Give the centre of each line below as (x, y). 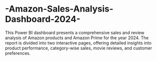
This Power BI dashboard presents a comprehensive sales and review (75, 32)
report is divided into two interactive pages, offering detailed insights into (78, 43)
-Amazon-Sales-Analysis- (59, 9)
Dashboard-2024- (43, 19)
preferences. (18, 53)
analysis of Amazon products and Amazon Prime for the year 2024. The (77, 38)
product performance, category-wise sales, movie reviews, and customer (78, 48)
